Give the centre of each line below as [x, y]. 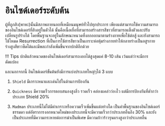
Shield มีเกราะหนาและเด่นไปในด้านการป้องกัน [51, 81]
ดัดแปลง [12, 62]
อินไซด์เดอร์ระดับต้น [37, 11]
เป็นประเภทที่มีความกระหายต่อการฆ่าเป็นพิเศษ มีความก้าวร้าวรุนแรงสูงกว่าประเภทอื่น [79, 117]
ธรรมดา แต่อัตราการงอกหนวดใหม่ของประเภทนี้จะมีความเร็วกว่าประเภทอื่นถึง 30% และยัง [84, 112]
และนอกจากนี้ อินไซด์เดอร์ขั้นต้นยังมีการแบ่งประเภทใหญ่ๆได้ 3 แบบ [59, 72]
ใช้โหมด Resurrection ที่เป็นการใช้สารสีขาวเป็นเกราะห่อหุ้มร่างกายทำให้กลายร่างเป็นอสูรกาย [80, 41]
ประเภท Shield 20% [31, 97]
